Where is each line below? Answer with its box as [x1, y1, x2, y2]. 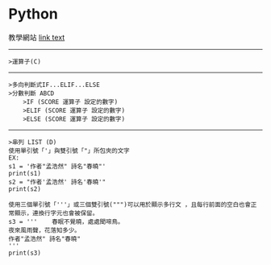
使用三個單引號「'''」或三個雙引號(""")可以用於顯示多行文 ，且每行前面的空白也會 [8, 201, 252, 209]
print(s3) [8, 249, 42, 257]
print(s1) [8, 169, 42, 177]
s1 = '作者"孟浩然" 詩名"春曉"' [8, 162, 106, 170]
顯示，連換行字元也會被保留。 [14, 209, 99, 217]
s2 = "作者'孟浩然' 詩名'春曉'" [8, 178, 106, 186]
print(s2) [8, 184, 42, 193]
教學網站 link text [8, 32, 65, 42]
